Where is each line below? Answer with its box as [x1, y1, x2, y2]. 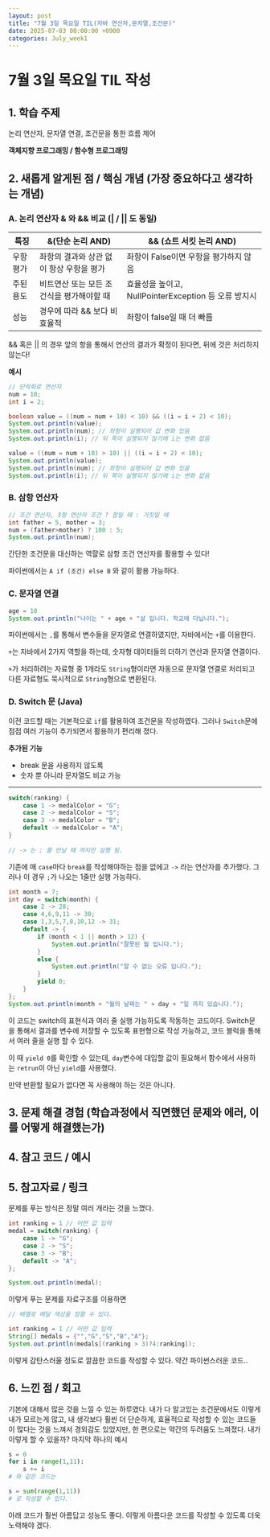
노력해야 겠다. [8, 1520, 52, 1530]
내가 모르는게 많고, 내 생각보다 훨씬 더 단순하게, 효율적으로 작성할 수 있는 [8, 1414, 235, 1424]
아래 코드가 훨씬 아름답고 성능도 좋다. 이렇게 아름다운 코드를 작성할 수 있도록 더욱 [8, 1510, 261, 1520]
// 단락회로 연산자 [8, 383, 62, 391]
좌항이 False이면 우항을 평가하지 [126, 251, 243, 262]
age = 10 [8, 606, 38, 615]
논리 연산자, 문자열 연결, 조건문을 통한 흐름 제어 [8, 129, 157, 138]
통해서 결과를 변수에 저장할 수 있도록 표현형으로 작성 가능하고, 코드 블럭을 [16, 1025, 247, 1035]
